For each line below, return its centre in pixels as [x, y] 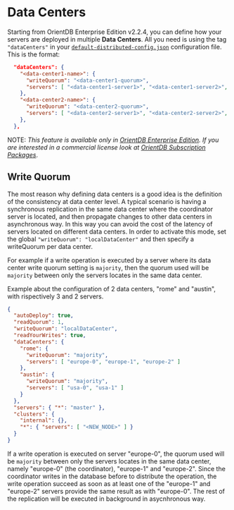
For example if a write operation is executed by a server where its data [109, 260]
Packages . [23, 154]
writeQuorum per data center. [50, 246]
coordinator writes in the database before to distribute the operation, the [112, 476]
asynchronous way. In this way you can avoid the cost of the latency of [110, 224]
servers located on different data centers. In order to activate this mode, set [117, 231]
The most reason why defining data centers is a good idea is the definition [115, 194]
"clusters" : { [34, 414]
